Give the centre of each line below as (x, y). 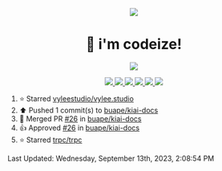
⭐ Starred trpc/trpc (50, 140)
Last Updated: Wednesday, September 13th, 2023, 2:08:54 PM (111, 158)
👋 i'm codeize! (134, 45)
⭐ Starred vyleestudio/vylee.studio (76, 98)
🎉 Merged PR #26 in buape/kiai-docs (80, 118)
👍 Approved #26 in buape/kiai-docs (79, 128)
